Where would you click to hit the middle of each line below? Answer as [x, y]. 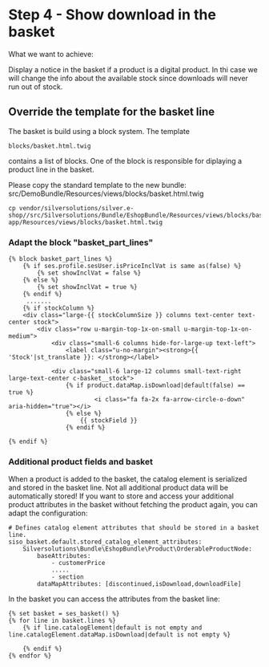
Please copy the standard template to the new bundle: [97, 185]
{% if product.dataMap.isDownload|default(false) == [155, 386]
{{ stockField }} [108, 421]
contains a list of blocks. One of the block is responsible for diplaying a [125, 161]
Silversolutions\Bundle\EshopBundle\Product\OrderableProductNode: [137, 549]
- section [67, 577]
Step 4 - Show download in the [112, 15]
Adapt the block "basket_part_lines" [81, 242]
